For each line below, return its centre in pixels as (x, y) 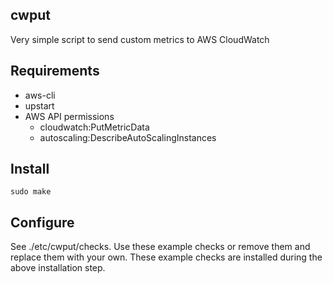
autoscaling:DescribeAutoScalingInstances (128, 137)
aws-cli (40, 95)
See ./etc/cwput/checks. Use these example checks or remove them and (160, 247)
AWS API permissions (69, 116)
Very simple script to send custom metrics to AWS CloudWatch (140, 39)
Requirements (55, 71)
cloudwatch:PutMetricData (94, 127)
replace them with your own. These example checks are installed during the (166, 257)
